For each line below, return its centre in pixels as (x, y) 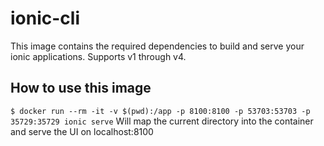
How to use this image (81, 88)
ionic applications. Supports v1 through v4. (98, 56)
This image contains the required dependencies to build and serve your (157, 46)
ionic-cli (45, 18)
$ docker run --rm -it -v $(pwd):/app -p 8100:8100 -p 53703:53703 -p (160, 111)
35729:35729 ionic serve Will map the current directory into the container (162, 121)
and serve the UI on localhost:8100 (82, 131)
